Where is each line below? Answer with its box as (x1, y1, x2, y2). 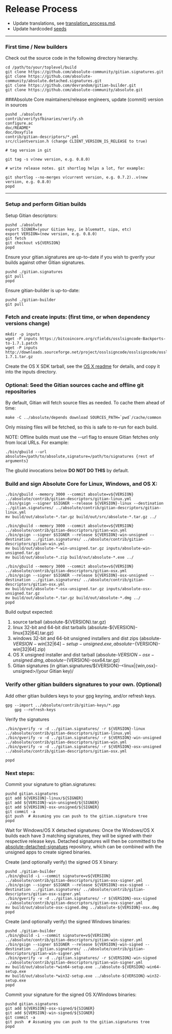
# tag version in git (5, 148, 52, 153)
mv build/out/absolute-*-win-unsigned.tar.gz (5, 546, 104, 551)
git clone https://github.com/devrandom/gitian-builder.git (5, 83, 137, 88)
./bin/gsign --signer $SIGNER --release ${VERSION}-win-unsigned (5, 532, 147, 538)
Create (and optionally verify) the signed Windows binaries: (5, 919, 131, 925)
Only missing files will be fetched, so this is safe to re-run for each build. (5, 424, 158, 430)
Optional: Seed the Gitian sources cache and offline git (5, 381, 144, 388)
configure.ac (5, 121, 33, 126)
